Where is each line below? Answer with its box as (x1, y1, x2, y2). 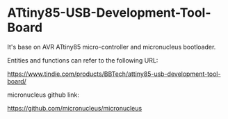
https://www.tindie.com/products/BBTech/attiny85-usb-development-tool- (7, 70, 221, 78)
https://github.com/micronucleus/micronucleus (7, 104, 142, 112)
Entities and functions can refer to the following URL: (7, 56, 158, 64)
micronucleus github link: (7, 90, 80, 99)
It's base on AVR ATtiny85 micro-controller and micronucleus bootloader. (7, 42, 216, 51)
